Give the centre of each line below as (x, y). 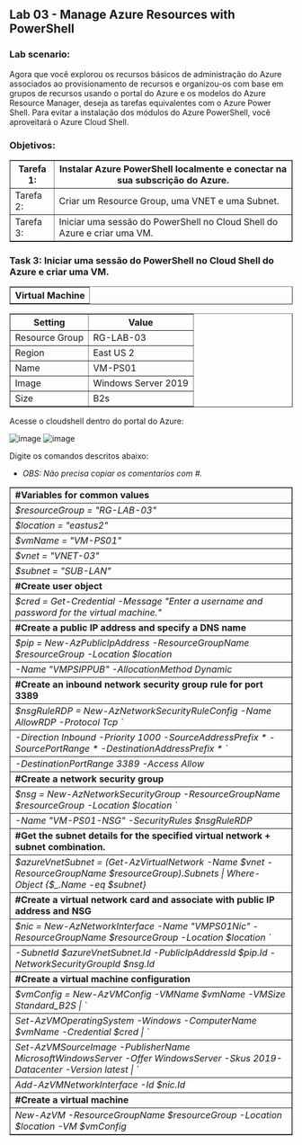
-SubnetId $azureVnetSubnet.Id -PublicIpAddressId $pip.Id (141, 953)
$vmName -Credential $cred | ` (82, 1032)
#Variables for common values (82, 496)
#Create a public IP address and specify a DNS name (131, 628)
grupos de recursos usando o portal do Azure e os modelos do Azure (138, 93)
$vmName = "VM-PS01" (68, 541)
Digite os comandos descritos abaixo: (79, 456)
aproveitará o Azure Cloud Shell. (69, 121)
